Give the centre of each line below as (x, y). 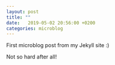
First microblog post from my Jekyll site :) (58, 45)
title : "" (19, 17)
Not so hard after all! (32, 57)
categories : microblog (35, 28)
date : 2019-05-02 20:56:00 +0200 (51, 23)
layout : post (23, 12)
